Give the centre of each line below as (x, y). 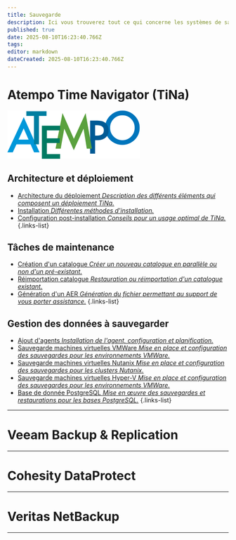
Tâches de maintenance (61, 248)
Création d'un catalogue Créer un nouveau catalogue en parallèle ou (117, 264)
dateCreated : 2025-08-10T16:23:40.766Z (66, 60)
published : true (31, 29)
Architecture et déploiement (70, 179)
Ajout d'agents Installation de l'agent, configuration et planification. (116, 341)
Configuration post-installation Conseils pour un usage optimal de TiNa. (122, 218)
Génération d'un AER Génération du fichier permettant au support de (117, 294)
